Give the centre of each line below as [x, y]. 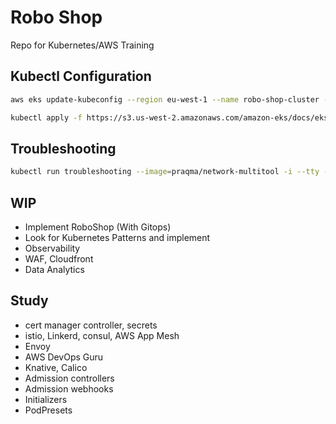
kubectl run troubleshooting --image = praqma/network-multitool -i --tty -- [171, 172]
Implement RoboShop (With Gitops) [98, 227]
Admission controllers [69, 378]
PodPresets [48, 410]
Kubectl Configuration [81, 76]
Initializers [46, 399]
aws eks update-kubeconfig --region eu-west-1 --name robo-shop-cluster [165, 99]
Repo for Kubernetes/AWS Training [82, 45]
